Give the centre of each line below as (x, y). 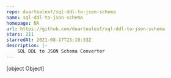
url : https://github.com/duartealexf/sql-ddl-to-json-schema (86, 29)
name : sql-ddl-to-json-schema (45, 18)
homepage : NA (23, 23)
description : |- (27, 46)
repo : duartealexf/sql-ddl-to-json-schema (61, 12)
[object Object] (25, 68)
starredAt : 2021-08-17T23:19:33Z (49, 40)
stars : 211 (20, 34)
